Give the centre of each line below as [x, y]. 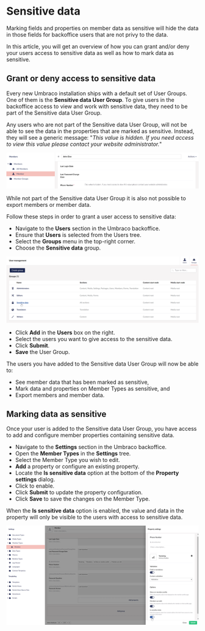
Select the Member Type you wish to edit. [67, 460]
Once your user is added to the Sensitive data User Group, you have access [102, 429]
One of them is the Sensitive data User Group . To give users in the [91, 99]
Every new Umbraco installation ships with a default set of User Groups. [97, 93]
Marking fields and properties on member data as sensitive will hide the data [103, 28]
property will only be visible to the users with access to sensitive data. [95, 517]
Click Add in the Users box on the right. [65, 332]
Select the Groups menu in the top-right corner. [75, 242]
